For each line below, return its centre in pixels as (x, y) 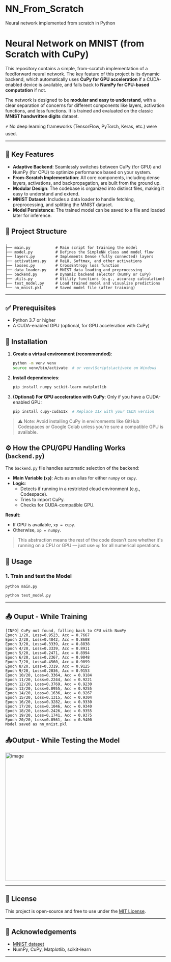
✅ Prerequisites (31, 308)
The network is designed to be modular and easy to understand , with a (81, 100)
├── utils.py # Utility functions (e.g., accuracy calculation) (85, 279)
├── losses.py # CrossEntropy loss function (62, 265)
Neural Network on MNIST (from (75, 44)
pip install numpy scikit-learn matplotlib (60, 387)
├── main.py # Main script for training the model (72, 247)
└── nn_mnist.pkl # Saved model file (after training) (70, 288)
